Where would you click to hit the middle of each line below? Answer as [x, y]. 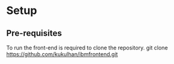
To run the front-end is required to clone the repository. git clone [87, 48]
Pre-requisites [34, 33]
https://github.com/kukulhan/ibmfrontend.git [62, 54]
